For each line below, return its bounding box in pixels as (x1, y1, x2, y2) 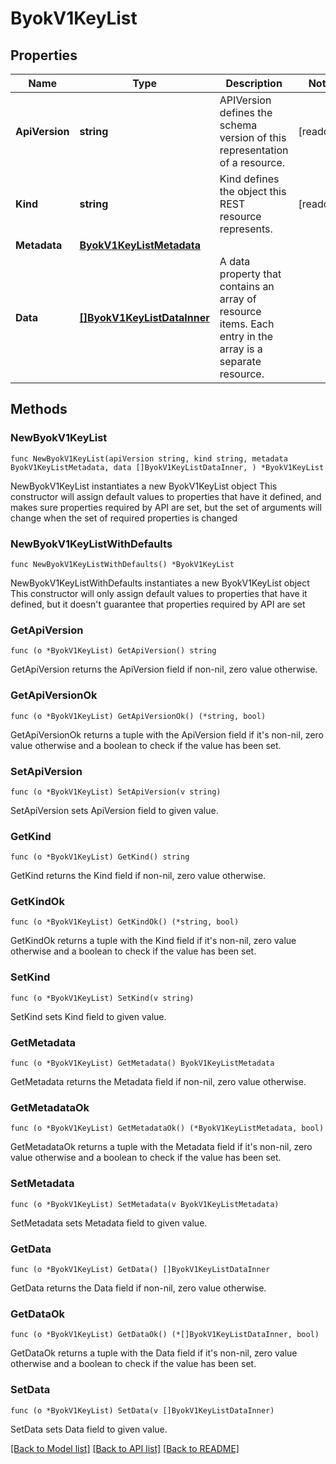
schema (219, 118, 258, 132)
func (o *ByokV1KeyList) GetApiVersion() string (10, 646, 217, 656)
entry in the (219, 330, 274, 343)
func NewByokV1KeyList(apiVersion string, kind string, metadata (10, 453, 288, 464)
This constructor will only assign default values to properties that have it (10, 587, 308, 599)
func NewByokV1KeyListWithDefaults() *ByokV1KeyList (10, 559, 235, 569)
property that (219, 267, 282, 281)
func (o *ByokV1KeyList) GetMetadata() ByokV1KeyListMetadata (10, 1058, 275, 1069)
